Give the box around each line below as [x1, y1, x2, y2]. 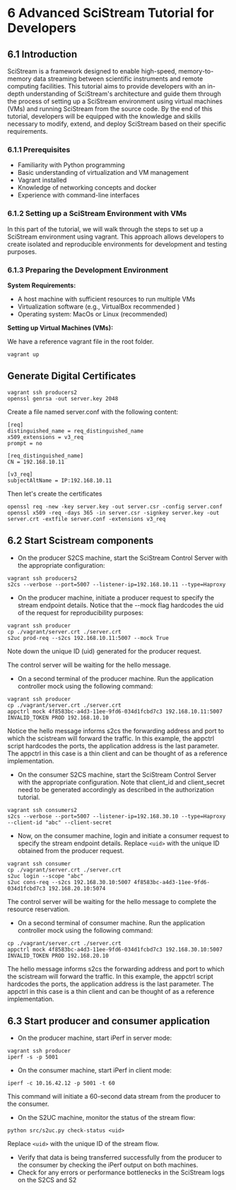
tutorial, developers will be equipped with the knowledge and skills [7, 112, 201, 120]
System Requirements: [7, 281, 76, 290]
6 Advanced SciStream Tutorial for [7, 5, 214, 21]
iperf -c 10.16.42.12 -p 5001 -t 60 [7, 1080, 115, 1087]
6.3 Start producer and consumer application [7, 1014, 211, 1027]
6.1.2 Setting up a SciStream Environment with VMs [7, 209, 187, 219]
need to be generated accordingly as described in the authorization [17, 785, 214, 794]
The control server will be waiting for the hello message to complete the [7, 897, 217, 905]
